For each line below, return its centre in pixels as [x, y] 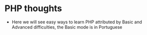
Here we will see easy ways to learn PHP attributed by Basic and [77, 22]
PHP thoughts [33, 9]
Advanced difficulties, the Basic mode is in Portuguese [67, 27]
